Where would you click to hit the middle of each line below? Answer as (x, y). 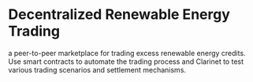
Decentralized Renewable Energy (119, 15)
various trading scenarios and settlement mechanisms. (97, 69)
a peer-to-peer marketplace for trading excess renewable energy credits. (127, 53)
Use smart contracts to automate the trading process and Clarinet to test (126, 61)
